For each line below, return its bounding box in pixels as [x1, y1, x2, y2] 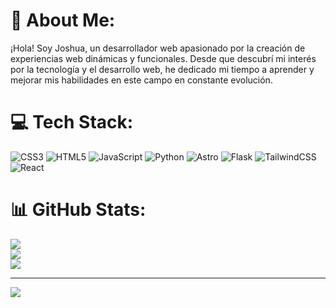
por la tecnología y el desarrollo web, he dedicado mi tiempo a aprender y [10, 63, 315, 75]
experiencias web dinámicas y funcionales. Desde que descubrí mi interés [10, 52, 317, 64]
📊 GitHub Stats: [10, 199, 147, 221]
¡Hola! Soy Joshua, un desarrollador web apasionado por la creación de [10, 42, 306, 54]
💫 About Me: [10, 9, 116, 32]
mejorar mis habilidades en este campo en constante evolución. [10, 74, 273, 86]
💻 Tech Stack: [10, 111, 134, 134]
